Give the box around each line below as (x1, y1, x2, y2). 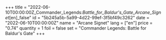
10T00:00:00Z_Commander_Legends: (5, 9, 83, 15)
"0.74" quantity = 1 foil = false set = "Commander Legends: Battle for (5, 25, 147, 31)
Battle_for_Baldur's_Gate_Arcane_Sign (82, 9, 162, 15)
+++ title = (5, 4, 27, 10)
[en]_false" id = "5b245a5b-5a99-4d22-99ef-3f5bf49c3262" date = (9, 15, 150, 20)
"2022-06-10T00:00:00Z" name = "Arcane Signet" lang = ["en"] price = (5, 20, 153, 26)
